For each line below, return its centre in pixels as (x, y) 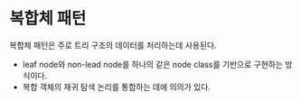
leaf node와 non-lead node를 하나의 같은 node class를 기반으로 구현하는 (152, 64)
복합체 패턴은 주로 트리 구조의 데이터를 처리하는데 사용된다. (113, 45)
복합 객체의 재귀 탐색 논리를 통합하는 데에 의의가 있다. (116, 87)
